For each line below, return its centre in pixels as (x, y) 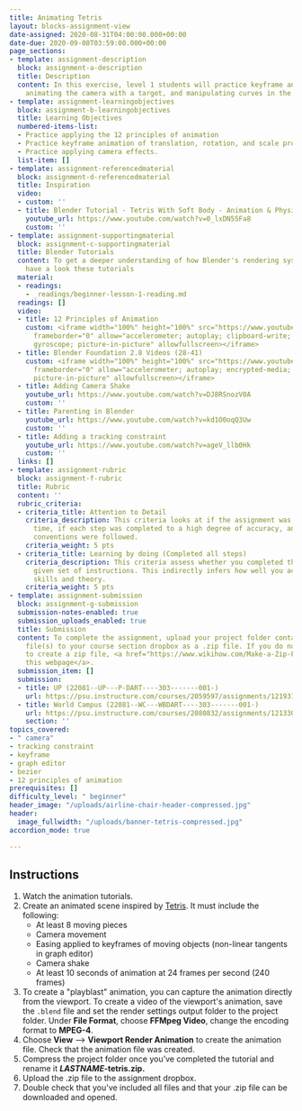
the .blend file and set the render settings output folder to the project (150, 1011)
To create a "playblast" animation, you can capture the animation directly (157, 992)
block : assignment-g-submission (78, 605)
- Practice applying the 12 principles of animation (118, 135)
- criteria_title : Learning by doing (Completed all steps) (132, 554)
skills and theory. (69, 579)
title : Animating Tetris (56, 18)
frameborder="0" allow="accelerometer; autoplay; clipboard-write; (162, 336)
